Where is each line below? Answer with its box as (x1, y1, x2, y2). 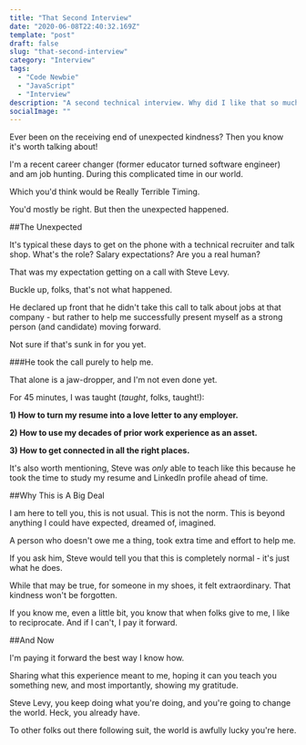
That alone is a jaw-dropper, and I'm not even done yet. (9, 375, 218, 386)
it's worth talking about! (9, 141, 98, 152)
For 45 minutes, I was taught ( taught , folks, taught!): (9, 392, 205, 403)
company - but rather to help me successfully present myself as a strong (9, 312, 283, 323)
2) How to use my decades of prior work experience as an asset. (9, 428, 258, 439)
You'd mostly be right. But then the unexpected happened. (9, 204, 229, 215)
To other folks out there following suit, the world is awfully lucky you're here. (9, 725, 297, 736)
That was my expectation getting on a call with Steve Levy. (9, 266, 230, 278)
